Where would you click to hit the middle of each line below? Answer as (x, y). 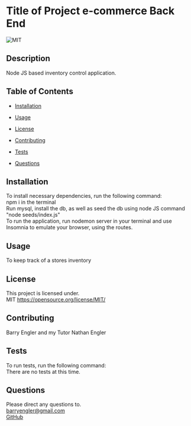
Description (28, 58)
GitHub (15, 417)
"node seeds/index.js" (33, 215)
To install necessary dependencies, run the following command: (84, 196)
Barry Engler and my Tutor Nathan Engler (56, 332)
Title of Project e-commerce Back (90, 11)
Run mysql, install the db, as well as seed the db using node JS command (96, 209)
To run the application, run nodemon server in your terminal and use (89, 221)
